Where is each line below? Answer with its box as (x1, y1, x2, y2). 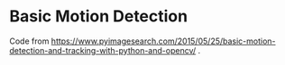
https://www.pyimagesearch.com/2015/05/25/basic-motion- (51, 36, 277, 46)
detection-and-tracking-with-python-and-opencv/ (9, 45, 197, 55)
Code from (9, 36, 50, 46)
